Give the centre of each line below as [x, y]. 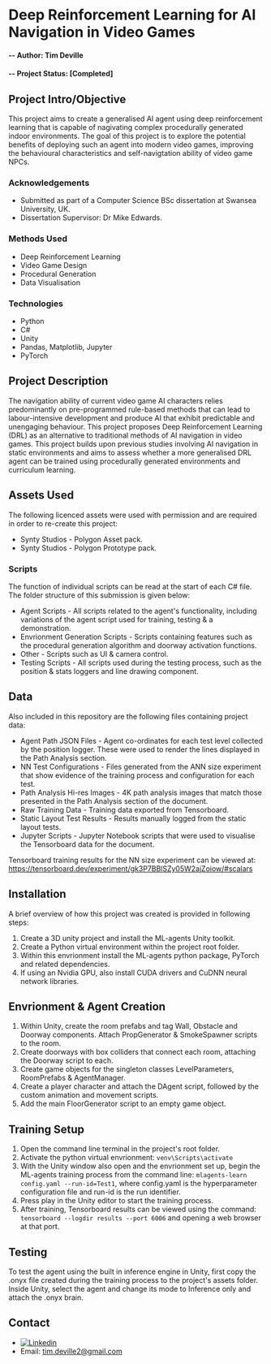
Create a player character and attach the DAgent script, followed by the [140, 1086]
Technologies [36, 304]
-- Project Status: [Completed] [61, 74]
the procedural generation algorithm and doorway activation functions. [138, 645]
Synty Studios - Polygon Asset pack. [82, 539]
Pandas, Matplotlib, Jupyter [66, 347]
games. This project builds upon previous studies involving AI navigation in [133, 443]
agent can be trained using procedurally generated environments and [125, 461]
